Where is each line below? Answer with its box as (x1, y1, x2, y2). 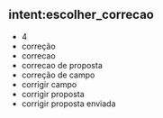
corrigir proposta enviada (21, 98, 116, 109)
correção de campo (21, 69, 95, 80)
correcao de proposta (21, 59, 103, 70)
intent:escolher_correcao (8, 7, 154, 23)
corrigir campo (21, 78, 77, 89)
